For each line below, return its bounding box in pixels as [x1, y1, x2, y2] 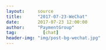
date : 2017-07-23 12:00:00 [6, 19, 88, 25]
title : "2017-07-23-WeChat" [6, 14, 88, 20]
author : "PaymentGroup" [6, 24, 75, 30]
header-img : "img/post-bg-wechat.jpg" [6, 35, 101, 41]
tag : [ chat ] [6, 30, 59, 36]
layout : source [6, 8, 54, 14]
